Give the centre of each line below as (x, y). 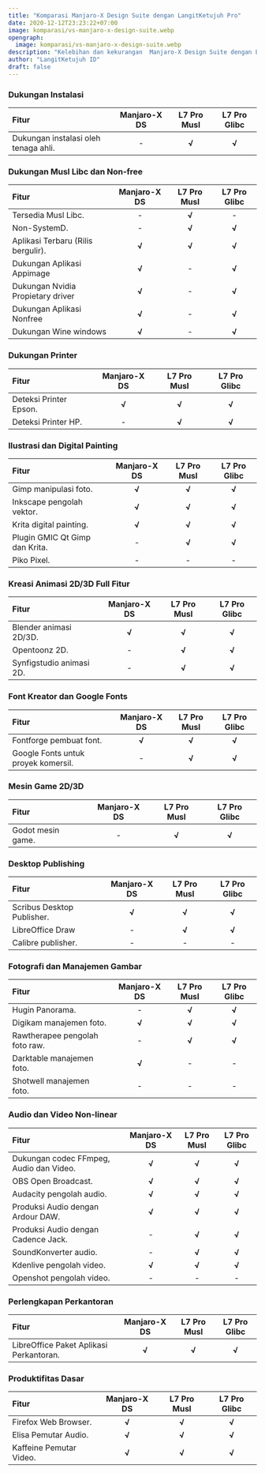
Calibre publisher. (45, 943)
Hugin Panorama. (44, 1010)
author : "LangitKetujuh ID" (54, 60)
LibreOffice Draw (44, 930)
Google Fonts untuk (49, 753)
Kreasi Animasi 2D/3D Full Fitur (69, 584)
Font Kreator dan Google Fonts (68, 697)
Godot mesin (36, 830)
